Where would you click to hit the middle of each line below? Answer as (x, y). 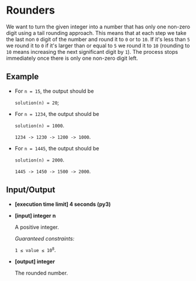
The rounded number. (41, 273)
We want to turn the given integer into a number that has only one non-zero (98, 27)
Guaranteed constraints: (44, 238)
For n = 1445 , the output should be (57, 148)
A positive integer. (37, 227)
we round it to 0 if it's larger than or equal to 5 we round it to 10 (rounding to (98, 46)
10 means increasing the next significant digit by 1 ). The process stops (92, 51)
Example (23, 77)
